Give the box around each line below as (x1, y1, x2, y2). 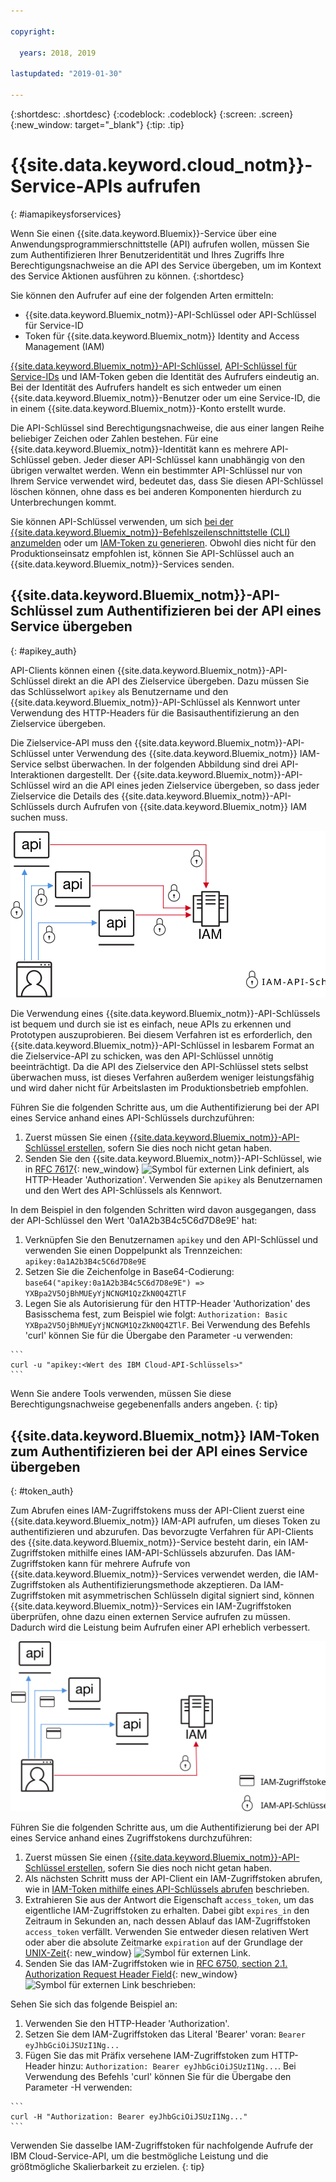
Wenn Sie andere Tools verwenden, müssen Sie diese (10, 1388, 232, 1400)
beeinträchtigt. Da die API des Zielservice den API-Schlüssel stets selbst (10, 1061, 309, 1073)
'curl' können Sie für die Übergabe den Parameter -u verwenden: (24, 1330, 293, 1342)
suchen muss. (10, 811, 68, 823)
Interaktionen (10, 768, 65, 780)
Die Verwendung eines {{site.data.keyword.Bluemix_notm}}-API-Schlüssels (10, 1008, 321, 1020)
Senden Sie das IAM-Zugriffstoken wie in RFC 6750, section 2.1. (24, 1958, 288, 1970)
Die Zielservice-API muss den (10, 736, 133, 749)
